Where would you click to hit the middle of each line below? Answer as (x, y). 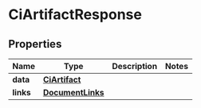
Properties (35, 44)
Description (134, 66)
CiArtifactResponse (75, 15)
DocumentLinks (73, 93)
